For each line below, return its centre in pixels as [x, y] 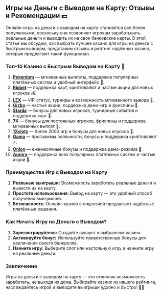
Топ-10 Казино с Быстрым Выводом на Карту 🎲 [65, 66]
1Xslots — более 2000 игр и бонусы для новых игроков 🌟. [73, 132]
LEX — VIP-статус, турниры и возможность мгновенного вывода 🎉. [83, 100]
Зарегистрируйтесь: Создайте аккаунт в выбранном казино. [77, 232]
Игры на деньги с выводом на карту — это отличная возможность [75, 277]
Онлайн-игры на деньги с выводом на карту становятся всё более [76, 27]
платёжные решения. [35, 209]
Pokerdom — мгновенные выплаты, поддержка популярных [76, 77]
